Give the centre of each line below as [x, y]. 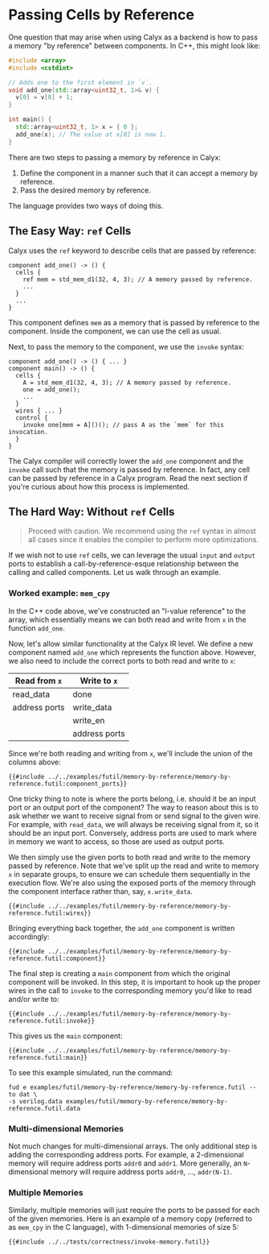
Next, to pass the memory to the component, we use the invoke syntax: [126, 346]
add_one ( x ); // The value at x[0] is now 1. [91, 135]
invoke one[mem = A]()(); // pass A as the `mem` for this [124, 424]
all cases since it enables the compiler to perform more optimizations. [143, 540]
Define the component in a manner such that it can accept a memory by [139, 173]
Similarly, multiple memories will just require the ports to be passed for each [134, 1211]
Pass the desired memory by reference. [85, 190]
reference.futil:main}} [48, 1057]
